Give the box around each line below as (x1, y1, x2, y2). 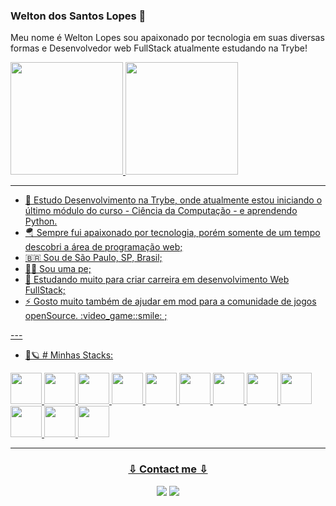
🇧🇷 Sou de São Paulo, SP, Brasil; (24, 252, 163, 264)
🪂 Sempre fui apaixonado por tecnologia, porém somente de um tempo (24, 227, 321, 239)
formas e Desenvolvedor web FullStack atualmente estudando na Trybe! (10, 42, 308, 54)
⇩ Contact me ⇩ (128, 462, 208, 476)
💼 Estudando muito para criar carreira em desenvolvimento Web (24, 274, 290, 286)
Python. (24, 215, 58, 228)
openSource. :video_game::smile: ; (24, 310, 168, 322)
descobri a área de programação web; (24, 241, 183, 253)
